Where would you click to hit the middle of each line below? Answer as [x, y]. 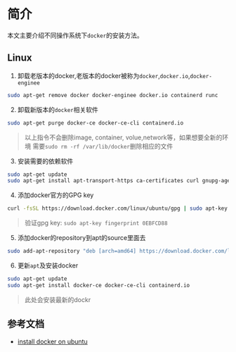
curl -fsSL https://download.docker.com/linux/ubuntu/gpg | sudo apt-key [118, 208]
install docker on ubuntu [52, 341]
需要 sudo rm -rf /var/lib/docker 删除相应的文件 [103, 146]
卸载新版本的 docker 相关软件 [58, 109]
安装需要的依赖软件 [45, 161]
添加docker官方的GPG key [55, 195]
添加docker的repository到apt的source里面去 [81, 238]
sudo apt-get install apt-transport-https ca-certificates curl [103, 181]
